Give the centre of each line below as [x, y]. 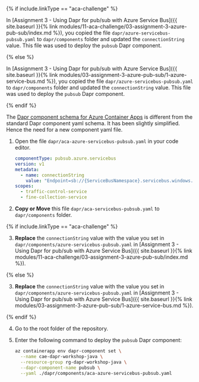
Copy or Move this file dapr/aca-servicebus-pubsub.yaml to [87, 209]
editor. [23, 147]
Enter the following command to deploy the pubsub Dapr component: [98, 340]
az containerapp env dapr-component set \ [68, 351]
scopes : [24, 186]
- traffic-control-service [54, 192]
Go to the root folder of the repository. [61, 328]
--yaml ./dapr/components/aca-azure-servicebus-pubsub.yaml [96, 373]
